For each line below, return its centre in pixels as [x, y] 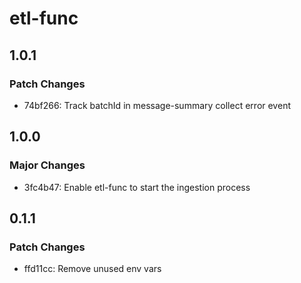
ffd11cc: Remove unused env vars [92, 269]
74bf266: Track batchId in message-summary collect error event [157, 105]
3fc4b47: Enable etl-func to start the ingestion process [137, 187]
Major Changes [47, 165]
